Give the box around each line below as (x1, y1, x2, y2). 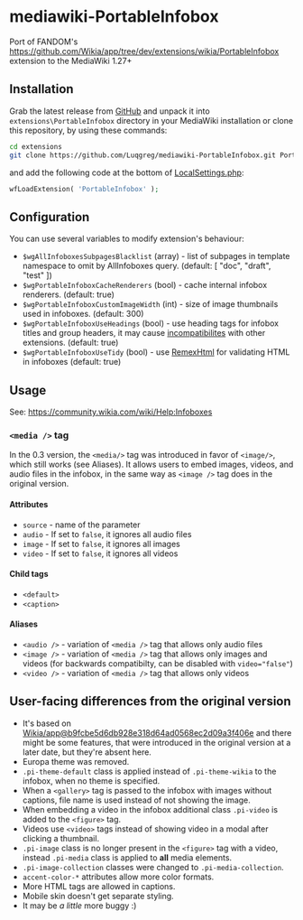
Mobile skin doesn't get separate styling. (22, 890, 174, 901)
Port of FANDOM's (9, 36, 78, 47)
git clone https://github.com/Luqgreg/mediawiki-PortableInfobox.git (9, 151, 277, 160)
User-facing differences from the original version (9, 693, 291, 710)
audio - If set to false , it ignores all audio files (22, 528, 192, 539)
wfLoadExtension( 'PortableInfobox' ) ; (9, 184, 160, 193)
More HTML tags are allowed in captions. (22, 880, 176, 891)
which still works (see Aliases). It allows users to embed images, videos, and (9, 459, 294, 470)
